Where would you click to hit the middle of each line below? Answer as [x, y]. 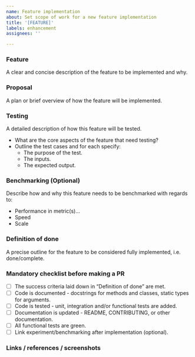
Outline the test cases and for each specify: [67, 147]
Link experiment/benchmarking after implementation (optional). [91, 332]
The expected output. [50, 165]
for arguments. [33, 300]
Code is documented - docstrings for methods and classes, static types [102, 293]
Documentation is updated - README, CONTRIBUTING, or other [92, 313]
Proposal [19, 87]
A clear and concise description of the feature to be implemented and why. [97, 72]
